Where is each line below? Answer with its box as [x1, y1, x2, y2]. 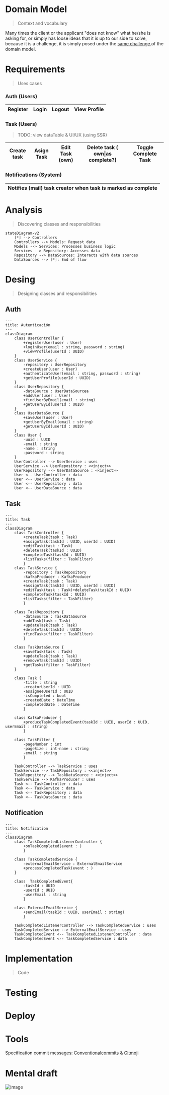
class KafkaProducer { [14, 715, 62, 720]
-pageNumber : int [23, 742, 62, 747]
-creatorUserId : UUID [23, 685, 71, 690]
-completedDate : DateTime [23, 702, 80, 707]
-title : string [23, 680, 57, 685]
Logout [52, 106, 69, 113]
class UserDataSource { [14, 411, 64, 416]
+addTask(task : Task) [23, 618, 71, 624]
